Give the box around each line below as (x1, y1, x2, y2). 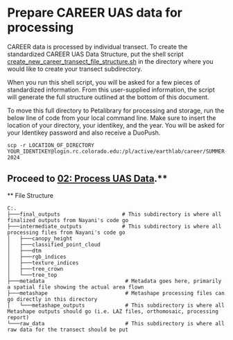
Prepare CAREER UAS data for (7, 5, 182, 21)
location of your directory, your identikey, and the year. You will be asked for (7, 121, 225, 129)
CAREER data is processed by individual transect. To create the (7, 42, 188, 51)
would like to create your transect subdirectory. (7, 65, 143, 73)
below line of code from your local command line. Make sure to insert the (7, 113, 216, 122)
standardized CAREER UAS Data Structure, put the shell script (7, 50, 184, 58)
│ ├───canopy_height (7, 235, 73, 242)
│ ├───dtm (7, 247, 42, 254)
